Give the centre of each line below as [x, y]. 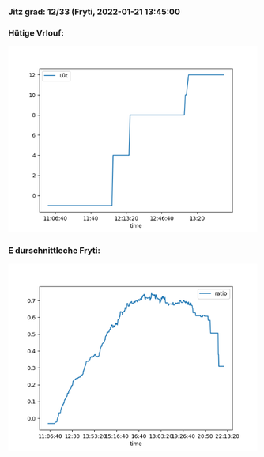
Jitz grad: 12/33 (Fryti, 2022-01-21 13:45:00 [94, 12]
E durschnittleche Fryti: [55, 251]
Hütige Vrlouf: [36, 32]
